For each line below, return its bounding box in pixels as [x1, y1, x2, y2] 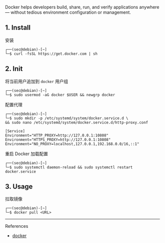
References [5, 223, 28, 229]
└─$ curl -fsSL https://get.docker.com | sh [5, 51, 98, 56]
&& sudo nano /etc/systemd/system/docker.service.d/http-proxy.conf [5, 120, 148, 125]
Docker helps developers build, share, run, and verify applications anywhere [5, 4, 160, 10]
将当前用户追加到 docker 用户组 [5, 78, 68, 84]
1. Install [5, 24, 31, 32]
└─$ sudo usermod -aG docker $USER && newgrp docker [5, 92, 115, 97]
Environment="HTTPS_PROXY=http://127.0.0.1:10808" [5, 137, 111, 142]
